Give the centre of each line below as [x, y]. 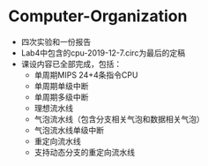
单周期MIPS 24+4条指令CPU [86, 75]
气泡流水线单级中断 [69, 130]
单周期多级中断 [61, 97]
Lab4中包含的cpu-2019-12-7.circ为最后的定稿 [103, 53]
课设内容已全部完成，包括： [71, 64]
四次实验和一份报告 [56, 41]
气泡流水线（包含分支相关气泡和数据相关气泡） [119, 119]
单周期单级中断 [61, 86]
